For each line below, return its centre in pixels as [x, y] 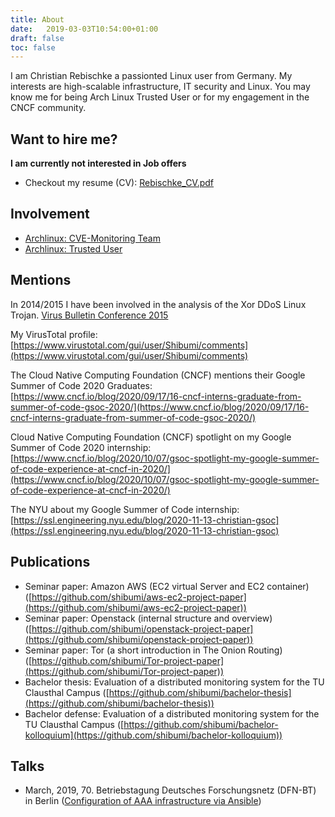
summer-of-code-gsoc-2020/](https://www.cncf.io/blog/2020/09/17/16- [160, 407]
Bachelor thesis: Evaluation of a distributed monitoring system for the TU [174, 682]
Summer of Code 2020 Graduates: [81, 385]
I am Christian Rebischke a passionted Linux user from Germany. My [151, 76]
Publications [50, 562]
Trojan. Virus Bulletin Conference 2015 [89, 315]
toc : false [33, 47]
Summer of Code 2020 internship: [81, 447]
